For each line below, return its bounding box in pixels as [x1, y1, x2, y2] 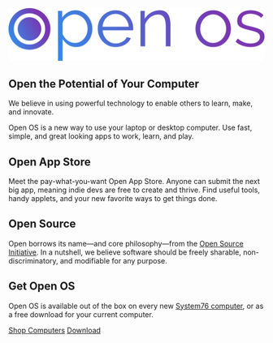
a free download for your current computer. [8, 309, 154, 319]
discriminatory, [8, 255, 58, 265]
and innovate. [8, 107, 54, 117]
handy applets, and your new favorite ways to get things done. [8, 193, 218, 203]
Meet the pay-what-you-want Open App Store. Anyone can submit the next [8, 176, 260, 186]
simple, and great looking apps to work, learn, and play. [8, 131, 194, 141]
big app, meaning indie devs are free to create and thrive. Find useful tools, [8, 185, 260, 195]
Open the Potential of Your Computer [8, 77, 200, 91]
